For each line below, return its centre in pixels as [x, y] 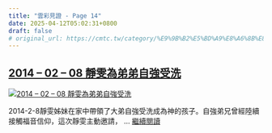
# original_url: [36, 38]
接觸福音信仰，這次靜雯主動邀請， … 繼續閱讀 [84, 121]
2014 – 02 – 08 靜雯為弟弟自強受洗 [95, 73]
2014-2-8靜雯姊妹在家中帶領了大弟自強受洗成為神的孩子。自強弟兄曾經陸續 [134, 111]
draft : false [30, 31]
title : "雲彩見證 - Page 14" [55, 16]
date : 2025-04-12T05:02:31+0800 [63, 23]
